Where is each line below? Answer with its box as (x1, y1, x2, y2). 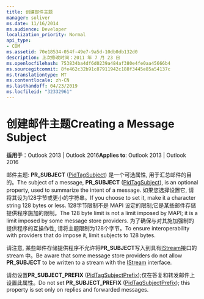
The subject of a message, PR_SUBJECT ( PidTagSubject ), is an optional (17, 178, 199, 186)
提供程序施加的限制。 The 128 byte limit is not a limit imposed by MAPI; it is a (6, 209, 199, 216)
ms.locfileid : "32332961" (6, 89, 72, 95)
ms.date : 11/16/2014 (6, 20, 59, 26)
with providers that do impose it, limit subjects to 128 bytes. (6, 231, 156, 239)
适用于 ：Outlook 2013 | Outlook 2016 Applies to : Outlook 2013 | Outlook (6, 151, 186, 159)
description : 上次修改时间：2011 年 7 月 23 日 (6, 55, 120, 61)
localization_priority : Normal (6, 32, 86, 38)
